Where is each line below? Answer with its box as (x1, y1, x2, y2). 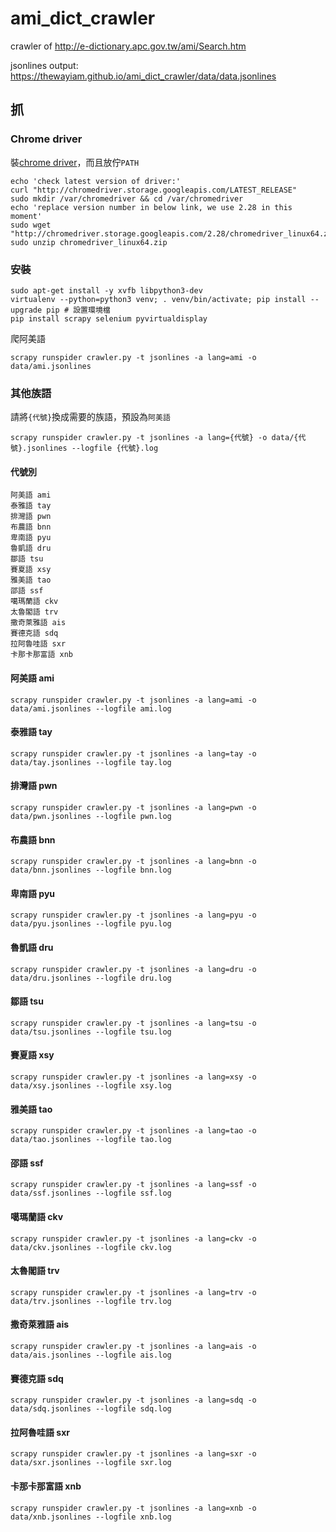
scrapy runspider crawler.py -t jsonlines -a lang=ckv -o (10, 1233, 257, 1244)
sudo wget (10, 220, 52, 230)
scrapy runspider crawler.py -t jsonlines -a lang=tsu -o (10, 1018, 257, 1028)
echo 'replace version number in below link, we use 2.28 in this (10, 202, 293, 212)
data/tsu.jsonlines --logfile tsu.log (10, 1027, 172, 1037)
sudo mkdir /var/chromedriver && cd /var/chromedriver (10, 193, 244, 204)
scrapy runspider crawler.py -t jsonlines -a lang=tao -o (10, 1126, 257, 1136)
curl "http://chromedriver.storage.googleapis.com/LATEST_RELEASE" (10, 185, 298, 195)
